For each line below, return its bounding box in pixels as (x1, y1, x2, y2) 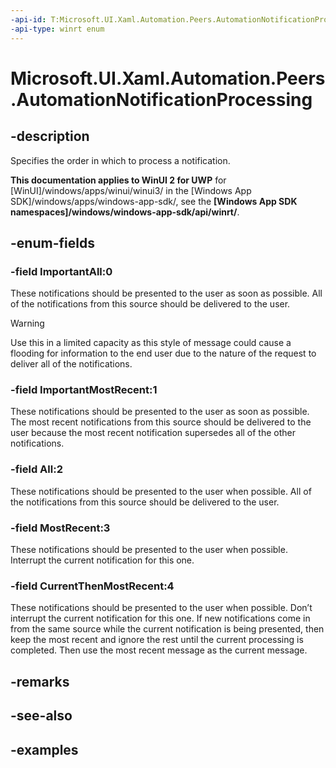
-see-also (10, 707, 73, 725)
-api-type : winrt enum (10, 24, 105, 34)
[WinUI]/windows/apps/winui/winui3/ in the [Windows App (10, 184, 252, 196)
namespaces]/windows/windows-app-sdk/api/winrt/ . (10, 206, 240, 218)
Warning (10, 317, 45, 330)
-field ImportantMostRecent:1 (10, 383, 158, 397)
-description (10, 128, 90, 145)
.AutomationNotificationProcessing (10, 88, 313, 111)
